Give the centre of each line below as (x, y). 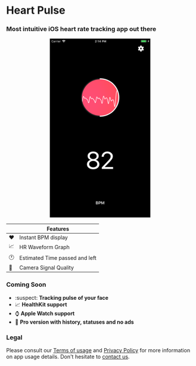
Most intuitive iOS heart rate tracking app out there (81, 29)
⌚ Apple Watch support (45, 313)
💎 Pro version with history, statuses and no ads (74, 322)
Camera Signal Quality (47, 267)
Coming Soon (26, 285)
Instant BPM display (44, 238)
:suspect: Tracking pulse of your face (62, 297)
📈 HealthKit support (41, 304)
